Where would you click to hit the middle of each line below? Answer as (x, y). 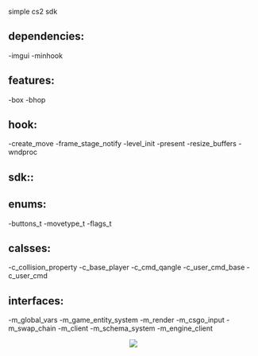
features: (31, 81)
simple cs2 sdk (33, 12)
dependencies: (46, 36)
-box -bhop (27, 99)
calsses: (30, 248)
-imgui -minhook (36, 56)
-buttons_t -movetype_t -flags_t (60, 223)
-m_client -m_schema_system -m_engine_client (135, 328)
